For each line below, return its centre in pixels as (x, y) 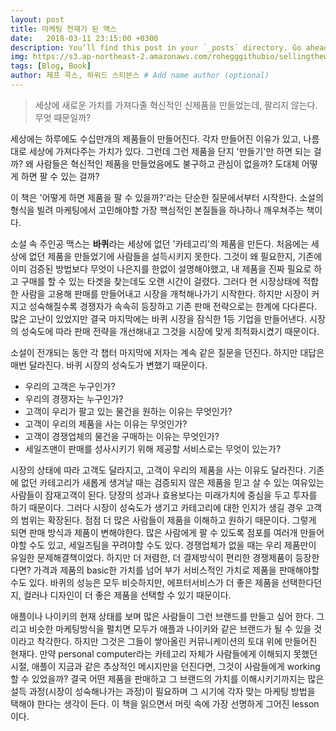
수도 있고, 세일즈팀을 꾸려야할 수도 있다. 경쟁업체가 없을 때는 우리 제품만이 (172, 545)
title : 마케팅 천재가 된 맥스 (64, 29)
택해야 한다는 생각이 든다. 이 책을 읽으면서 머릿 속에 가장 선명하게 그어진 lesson (165, 703)
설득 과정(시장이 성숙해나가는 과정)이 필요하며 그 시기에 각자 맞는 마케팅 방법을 (163, 691)
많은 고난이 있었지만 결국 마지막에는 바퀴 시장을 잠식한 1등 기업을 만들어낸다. (159, 318)
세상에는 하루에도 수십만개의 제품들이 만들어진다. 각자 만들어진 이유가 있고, (156, 138)
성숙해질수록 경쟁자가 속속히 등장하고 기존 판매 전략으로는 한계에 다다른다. (173, 306)
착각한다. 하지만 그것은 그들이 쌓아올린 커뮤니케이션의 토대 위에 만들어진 (177, 641)
